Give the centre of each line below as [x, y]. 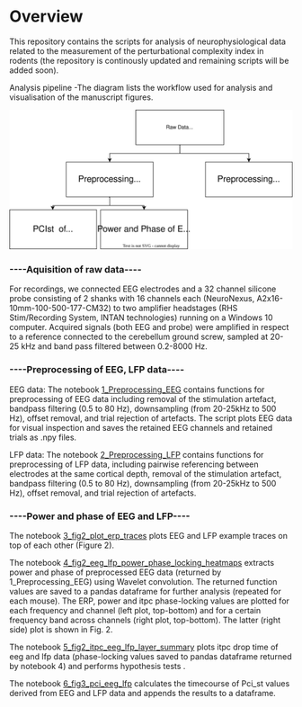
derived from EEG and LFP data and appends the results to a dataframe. [142, 693]
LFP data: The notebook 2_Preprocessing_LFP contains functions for [137, 454]
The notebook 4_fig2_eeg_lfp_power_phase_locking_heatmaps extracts [142, 562]
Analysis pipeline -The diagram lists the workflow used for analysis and [141, 87]
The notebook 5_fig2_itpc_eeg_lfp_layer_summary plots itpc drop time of [144, 647]
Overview [46, 17]
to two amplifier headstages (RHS [176, 309]
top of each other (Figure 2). [62, 545]
